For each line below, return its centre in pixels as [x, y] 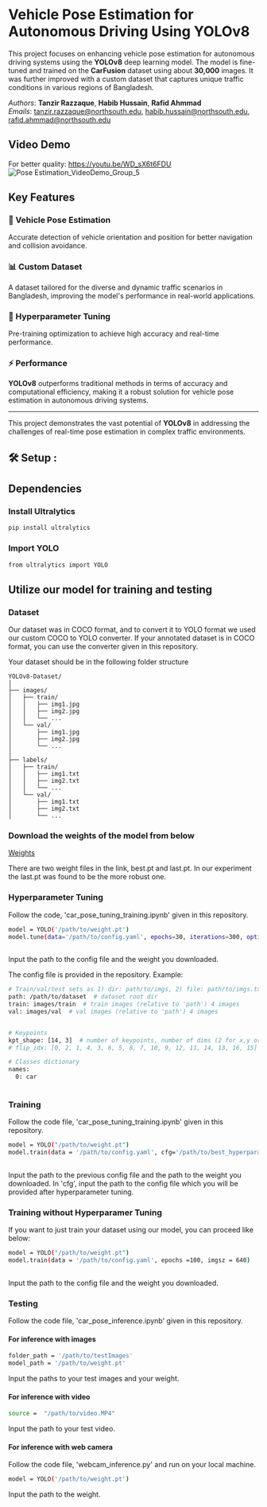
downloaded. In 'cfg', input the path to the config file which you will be [123, 1183]
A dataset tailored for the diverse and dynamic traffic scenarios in [116, 287]
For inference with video [49, 1396]
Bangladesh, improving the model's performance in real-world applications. [132, 295]
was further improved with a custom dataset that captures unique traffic [126, 79]
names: [19, 1069]
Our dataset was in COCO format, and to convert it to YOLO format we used [132, 629]
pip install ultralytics [49, 528]
